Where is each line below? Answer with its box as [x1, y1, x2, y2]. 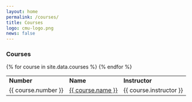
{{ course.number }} [9, 86, 63, 94]
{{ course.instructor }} [123, 86, 183, 94]
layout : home [6, 8, 38, 15]
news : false [6, 31, 35, 37]
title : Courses [6, 19, 43, 25]
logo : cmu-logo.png [6, 25, 54, 31]
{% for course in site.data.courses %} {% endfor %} [6, 63, 132, 71]
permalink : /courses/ [6, 14, 59, 20]
